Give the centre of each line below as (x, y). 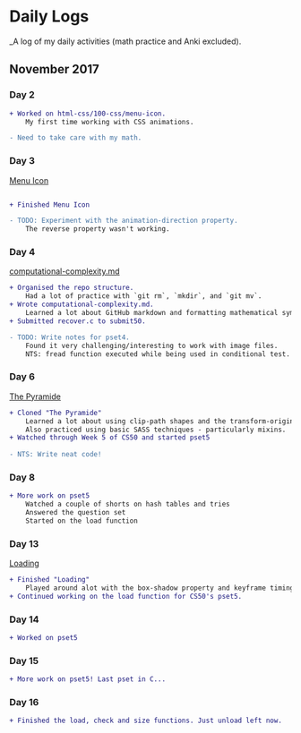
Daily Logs (49, 17)
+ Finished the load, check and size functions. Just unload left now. (146, 721)
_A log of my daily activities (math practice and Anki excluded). (125, 41)
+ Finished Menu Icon (50, 205)
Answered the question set (76, 513)
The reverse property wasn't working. (98, 229)
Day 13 (24, 543)
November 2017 (55, 69)
